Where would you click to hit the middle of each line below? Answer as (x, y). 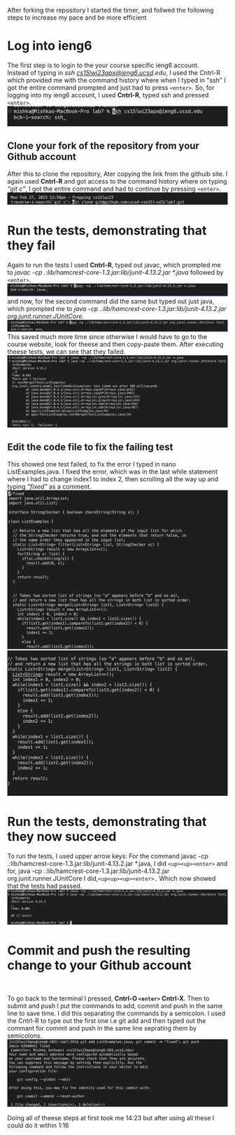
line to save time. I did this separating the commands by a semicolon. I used (116, 1013)
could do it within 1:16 (38, 1126)
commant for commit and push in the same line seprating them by (102, 1028)
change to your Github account (99, 965)
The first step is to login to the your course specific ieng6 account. (103, 65)
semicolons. (25, 1036)
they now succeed (62, 836)
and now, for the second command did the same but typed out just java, (111, 301)
